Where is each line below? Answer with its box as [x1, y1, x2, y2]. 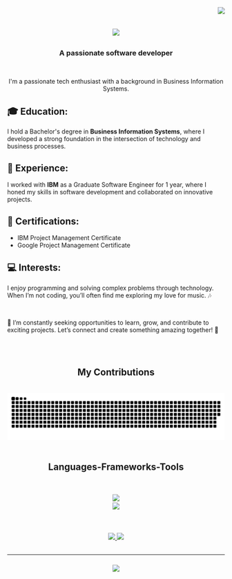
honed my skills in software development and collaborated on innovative [7, 188, 213, 196]
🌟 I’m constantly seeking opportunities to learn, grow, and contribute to [7, 318, 209, 327]
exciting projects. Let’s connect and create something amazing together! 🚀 [7, 325, 219, 334]
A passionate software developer [59, 48, 173, 58]
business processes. [7, 142, 66, 151]
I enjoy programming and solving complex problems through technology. [7, 284, 214, 292]
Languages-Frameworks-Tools [48, 461, 184, 472]
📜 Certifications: [7, 215, 79, 227]
